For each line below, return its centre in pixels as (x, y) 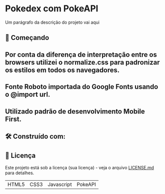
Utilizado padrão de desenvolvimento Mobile (75, 111)
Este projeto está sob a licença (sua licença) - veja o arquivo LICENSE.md (80, 167)
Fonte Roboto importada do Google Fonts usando (82, 87)
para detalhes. (20, 173)
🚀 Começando (27, 38)
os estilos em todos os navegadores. (62, 70)
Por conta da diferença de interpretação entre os (81, 55)
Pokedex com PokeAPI (52, 9)
